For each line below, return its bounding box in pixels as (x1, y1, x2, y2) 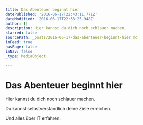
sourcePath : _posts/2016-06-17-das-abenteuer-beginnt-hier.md (5, 35, 138, 40)
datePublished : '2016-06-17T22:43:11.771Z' (5, 12, 98, 17)
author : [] (5, 21, 28, 26)
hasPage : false (5, 44, 37, 49)
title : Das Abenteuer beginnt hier (5, 7, 80, 12)
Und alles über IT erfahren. (5, 115, 61, 121)
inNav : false (5, 49, 33, 54)
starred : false (5, 30, 37, 35)
